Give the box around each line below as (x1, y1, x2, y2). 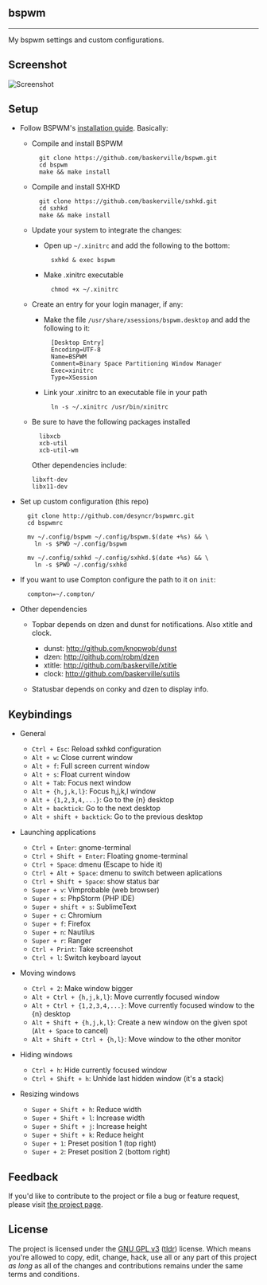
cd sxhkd (38, 205, 68, 213)
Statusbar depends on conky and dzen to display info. (31, 684, 209, 694)
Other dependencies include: (31, 460, 127, 470)
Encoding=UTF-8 (50, 346, 101, 354)
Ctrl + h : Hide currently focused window (31, 1065, 168, 1075)
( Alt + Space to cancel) (31, 1026, 109, 1036)
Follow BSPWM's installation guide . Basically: (19, 123, 168, 133)
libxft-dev (31, 476, 68, 484)
